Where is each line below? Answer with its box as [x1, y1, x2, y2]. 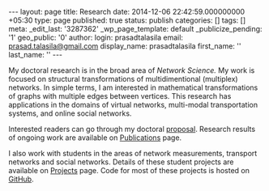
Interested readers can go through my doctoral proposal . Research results [8, 125, 256, 134]
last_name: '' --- [8, 50, 63, 59]
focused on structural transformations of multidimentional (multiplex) [8, 74, 238, 83]
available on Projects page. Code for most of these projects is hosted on [8, 166, 250, 175]
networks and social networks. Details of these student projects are [8, 157, 234, 167]
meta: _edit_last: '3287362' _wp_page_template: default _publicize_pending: [8, 24, 263, 33]
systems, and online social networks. [8, 108, 132, 118]
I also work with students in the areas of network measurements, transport [8, 149, 258, 158]
